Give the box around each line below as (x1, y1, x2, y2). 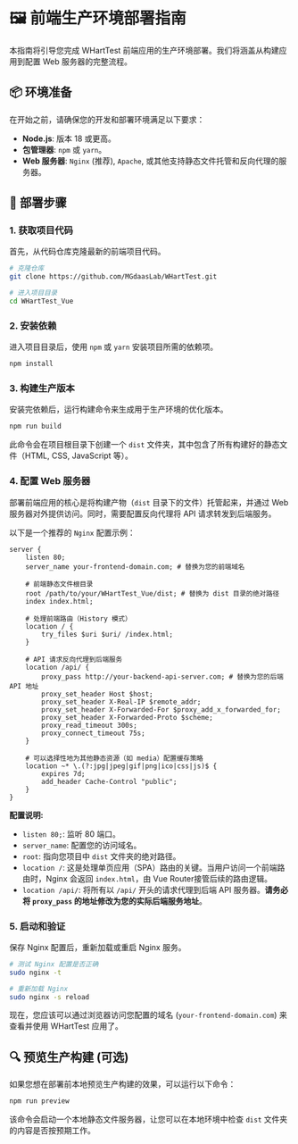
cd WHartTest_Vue (9, 296, 74, 306)
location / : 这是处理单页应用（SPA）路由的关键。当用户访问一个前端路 (21, 862, 286, 873)
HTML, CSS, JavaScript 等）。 (24, 450, 134, 461)
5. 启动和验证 (9, 920, 66, 932)
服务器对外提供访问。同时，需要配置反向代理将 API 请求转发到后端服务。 (9, 508, 277, 519)
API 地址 (9, 681, 39, 690)
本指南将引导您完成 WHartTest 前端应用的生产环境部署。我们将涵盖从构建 (9, 45, 279, 55)
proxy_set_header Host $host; (41, 689, 153, 698)
